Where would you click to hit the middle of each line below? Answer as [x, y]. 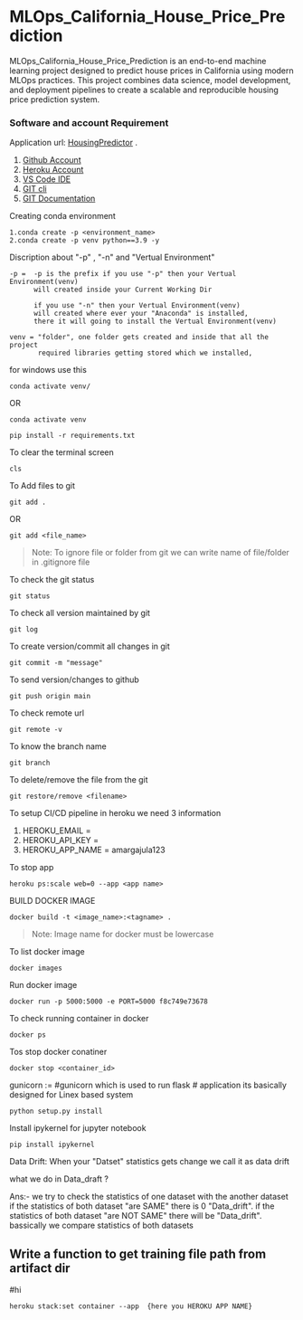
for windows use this [48, 370]
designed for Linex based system [71, 1095]
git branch [30, 763]
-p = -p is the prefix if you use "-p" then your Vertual [123, 274]
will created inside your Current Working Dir [123, 290]
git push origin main [50, 697]
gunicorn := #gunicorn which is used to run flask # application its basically [148, 1085]
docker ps [28, 1035]
